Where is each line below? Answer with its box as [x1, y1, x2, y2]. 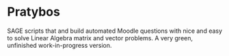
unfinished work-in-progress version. [7, 41, 112, 49]
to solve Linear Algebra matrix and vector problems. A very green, [7, 33, 193, 42]
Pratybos [7, 4, 60, 20]
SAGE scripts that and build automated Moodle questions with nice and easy [7, 27, 223, 35]
